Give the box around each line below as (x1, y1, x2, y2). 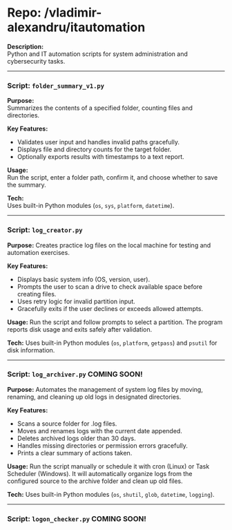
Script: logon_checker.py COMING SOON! (7, 513, 147, 523)
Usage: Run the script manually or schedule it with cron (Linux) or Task (7, 462, 210, 471)
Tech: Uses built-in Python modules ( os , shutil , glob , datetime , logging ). (7, 490, 215, 498)
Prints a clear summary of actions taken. (17, 448, 133, 457)
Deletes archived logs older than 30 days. (17, 434, 136, 442)
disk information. (7, 346, 55, 354)
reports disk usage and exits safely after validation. (7, 325, 153, 333)
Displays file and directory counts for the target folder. (17, 145, 172, 153)
